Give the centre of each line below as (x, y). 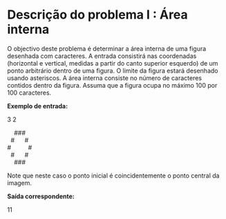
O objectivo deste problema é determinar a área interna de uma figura (107, 48)
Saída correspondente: (41, 196)
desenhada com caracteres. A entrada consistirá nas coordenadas (102, 56)
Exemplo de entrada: (37, 106)
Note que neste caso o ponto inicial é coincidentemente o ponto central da (113, 175)
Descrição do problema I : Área (97, 15)
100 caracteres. (29, 93)
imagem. (20, 182)
